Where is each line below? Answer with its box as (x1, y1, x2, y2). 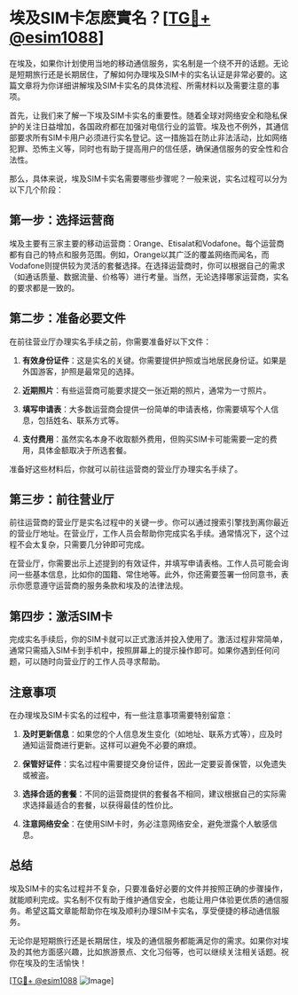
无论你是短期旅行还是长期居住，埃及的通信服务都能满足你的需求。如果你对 (9, 935, 281, 945)
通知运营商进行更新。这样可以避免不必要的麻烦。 (21, 740, 201, 750)
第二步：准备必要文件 (9, 311, 126, 326)
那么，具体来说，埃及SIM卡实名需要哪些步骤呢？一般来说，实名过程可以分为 (9, 173, 288, 184)
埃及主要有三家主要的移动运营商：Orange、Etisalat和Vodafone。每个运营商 (9, 238, 285, 248)
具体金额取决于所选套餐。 (37, 444, 131, 455)
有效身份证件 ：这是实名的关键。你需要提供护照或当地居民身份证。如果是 (21, 355, 286, 365)
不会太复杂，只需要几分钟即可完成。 (16, 539, 149, 550)
